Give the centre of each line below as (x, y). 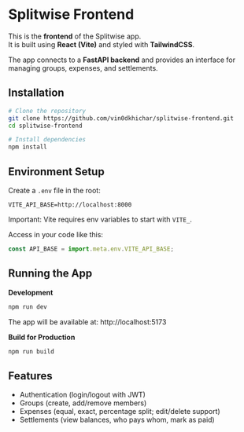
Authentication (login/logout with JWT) (82, 395)
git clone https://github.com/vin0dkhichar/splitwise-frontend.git (121, 118)
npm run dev (28, 307)
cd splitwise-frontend (45, 126)
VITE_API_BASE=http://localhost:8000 (70, 205)
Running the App (50, 274)
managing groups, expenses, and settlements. (83, 68)
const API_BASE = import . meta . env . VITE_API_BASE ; (91, 249)
